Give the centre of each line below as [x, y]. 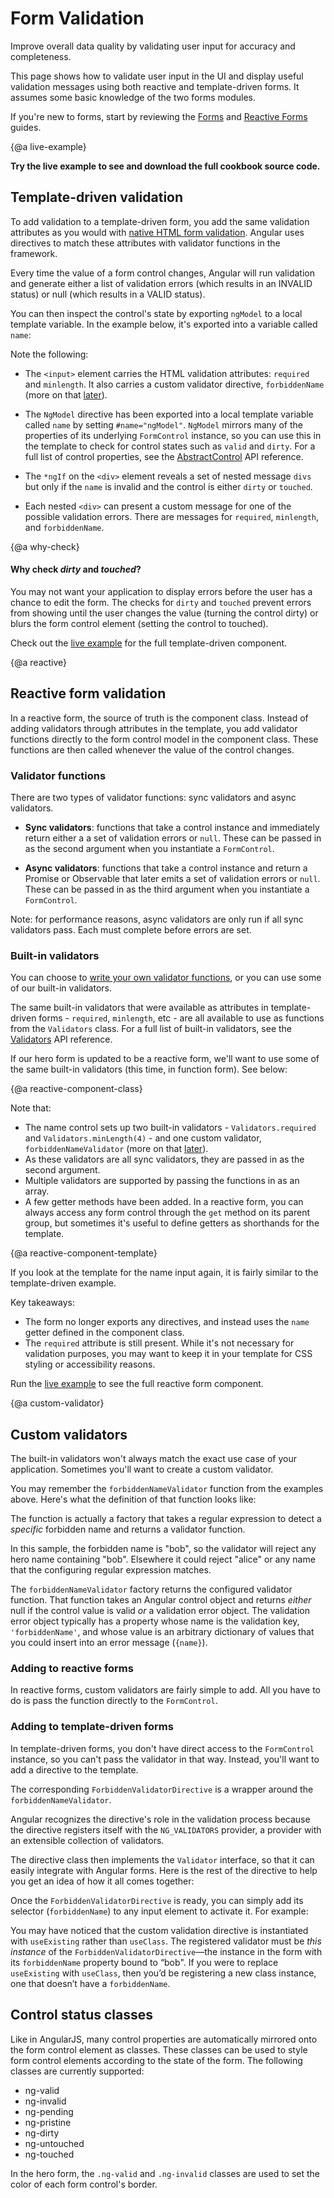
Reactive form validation [88, 693]
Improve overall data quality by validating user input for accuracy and [153, 46]
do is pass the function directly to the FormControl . [114, 1701]
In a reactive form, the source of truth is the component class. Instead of [159, 718]
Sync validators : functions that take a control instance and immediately [172, 828]
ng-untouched [54, 2143]
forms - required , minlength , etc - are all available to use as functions [181, 1018]
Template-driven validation [97, 197]
